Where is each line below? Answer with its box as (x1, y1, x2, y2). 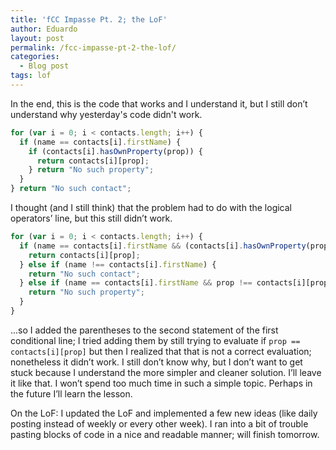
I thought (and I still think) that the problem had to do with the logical (10, 202, 292, 213)
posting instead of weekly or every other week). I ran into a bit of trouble (10, 417, 309, 430)
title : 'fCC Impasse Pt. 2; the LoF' (10, 14, 168, 25)
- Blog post (19, 61, 70, 71)
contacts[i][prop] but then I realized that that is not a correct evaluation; (10, 345, 312, 357)
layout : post (10, 33, 65, 43)
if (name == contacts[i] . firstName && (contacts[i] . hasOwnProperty (19, 241, 307, 251)
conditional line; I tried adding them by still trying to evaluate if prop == (10, 334, 301, 346)
